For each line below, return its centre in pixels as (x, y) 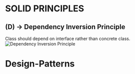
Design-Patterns (40, 64)
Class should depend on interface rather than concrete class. (68, 38)
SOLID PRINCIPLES (45, 9)
